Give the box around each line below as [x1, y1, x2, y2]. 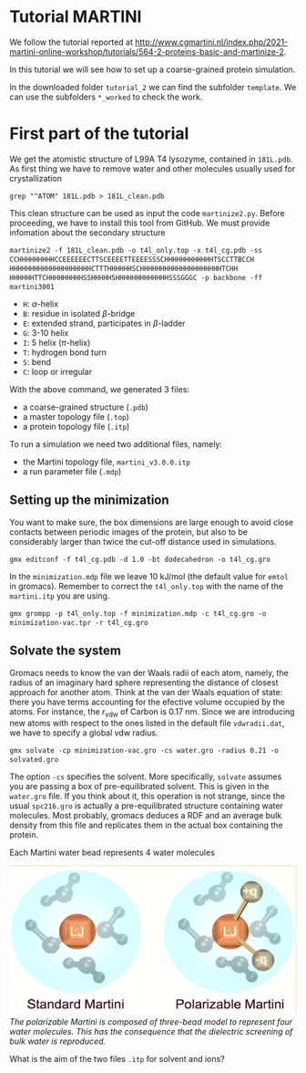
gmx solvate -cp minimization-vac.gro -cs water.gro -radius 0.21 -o [9, 746, 280, 755]
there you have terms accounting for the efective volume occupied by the [9, 696, 285, 707]
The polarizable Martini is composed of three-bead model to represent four [9, 1016, 293, 1027]
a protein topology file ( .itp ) [22, 421, 130, 432]
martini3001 [9, 282, 55, 291]
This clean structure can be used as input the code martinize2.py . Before [9, 207, 285, 218]
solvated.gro [9, 755, 59, 765]
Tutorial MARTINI [9, 6, 142, 27]
